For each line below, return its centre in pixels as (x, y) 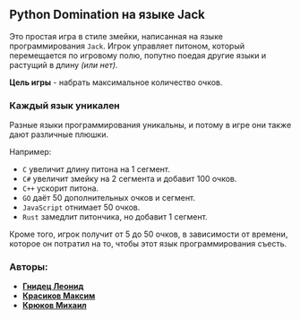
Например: (30, 152)
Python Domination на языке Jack (107, 15)
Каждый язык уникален (65, 105)
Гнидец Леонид (53, 287)
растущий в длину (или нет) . (64, 65)
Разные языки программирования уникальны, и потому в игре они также (150, 125)
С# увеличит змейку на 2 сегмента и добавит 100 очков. (129, 179)
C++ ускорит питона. (60, 188)
